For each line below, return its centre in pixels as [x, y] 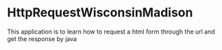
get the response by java [42, 38]
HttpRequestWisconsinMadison [100, 13]
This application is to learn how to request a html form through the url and [111, 32]
